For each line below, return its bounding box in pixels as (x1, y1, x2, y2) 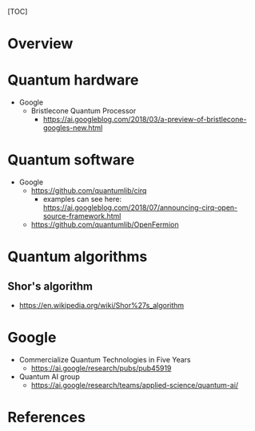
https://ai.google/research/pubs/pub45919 (30, 363, 172, 373)
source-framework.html (42, 212, 122, 221)
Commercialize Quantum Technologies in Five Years (18, 355, 191, 364)
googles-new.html (42, 123, 103, 132)
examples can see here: (42, 195, 122, 204)
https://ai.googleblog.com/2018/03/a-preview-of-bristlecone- (42, 115, 247, 125)
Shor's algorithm (7, 279, 94, 293)
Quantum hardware (7, 71, 139, 89)
